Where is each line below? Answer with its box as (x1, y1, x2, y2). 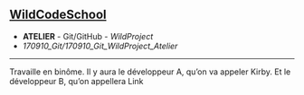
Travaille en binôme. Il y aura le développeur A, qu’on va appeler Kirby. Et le (9, 66, 291, 77)
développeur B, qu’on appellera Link (9, 75, 144, 86)
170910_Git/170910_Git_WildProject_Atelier (22, 40, 178, 51)
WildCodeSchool (9, 7, 107, 22)
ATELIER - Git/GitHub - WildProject (22, 30, 154, 41)
